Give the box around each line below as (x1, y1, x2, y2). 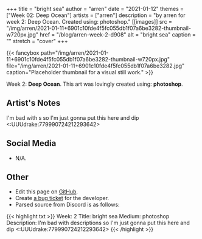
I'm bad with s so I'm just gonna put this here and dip (6, 114, 139, 121)
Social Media (6, 138, 57, 148)
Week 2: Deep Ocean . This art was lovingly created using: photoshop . (6, 80, 184, 88)
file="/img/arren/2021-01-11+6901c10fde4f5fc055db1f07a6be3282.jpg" (6, 62, 185, 69)
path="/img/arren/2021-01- (40, 49, 109, 57)
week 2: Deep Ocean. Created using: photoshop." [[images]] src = (6, 18, 172, 25)
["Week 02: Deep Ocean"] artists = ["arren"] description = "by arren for (6, 12, 186, 19)
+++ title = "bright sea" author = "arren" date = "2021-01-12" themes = (6, 5, 184, 12)
